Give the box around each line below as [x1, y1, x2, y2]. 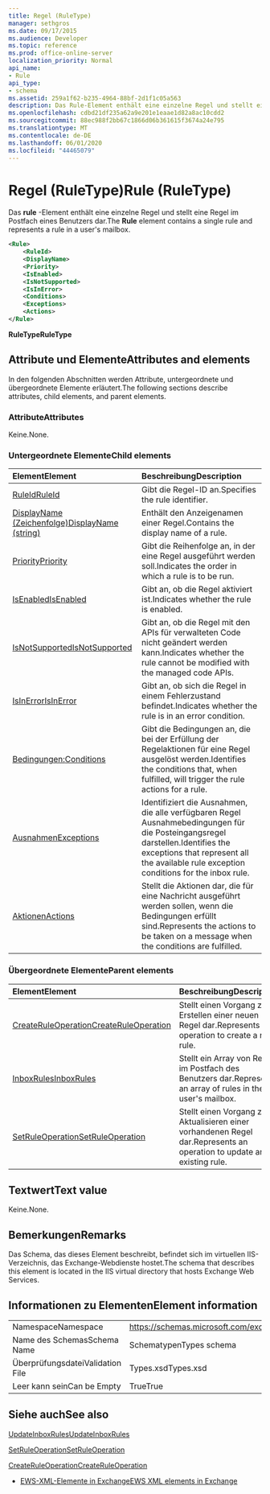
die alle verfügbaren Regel [141, 807, 241, 818]
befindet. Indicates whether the [141, 701, 258, 712]
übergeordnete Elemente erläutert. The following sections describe [8, 383, 228, 393]
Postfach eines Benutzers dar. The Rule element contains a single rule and [8, 216, 253, 226]
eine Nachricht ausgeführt [141, 891, 241, 902]
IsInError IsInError [12, 695, 77, 706]
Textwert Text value [8, 1183, 108, 1197]
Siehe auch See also [8, 1408, 109, 1422]
